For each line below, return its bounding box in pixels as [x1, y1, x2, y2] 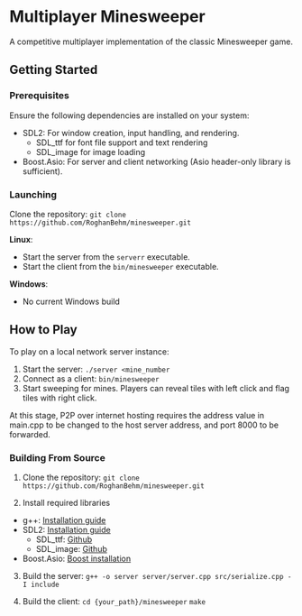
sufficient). [22, 165, 63, 177]
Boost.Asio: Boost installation [22, 553, 132, 565]
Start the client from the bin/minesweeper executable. [22, 261, 219, 271]
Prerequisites [9, 89, 69, 102]
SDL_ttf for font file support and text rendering [35, 137, 208, 148]
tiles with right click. [22, 392, 97, 403]
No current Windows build [22, 296, 120, 307]
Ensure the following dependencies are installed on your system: [9, 110, 250, 121]
